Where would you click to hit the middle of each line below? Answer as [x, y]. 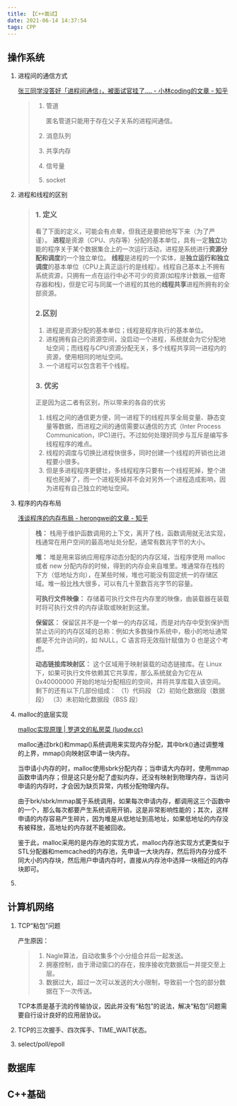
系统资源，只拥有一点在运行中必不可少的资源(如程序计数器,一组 [127, 276]
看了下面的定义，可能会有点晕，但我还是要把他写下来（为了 [122, 231]
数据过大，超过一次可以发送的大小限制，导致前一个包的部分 [133, 982]
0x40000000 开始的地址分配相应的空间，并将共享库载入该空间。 [130, 682]
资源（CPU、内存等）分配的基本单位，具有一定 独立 [146, 240]
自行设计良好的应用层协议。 [64, 1015]
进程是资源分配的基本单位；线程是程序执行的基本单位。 [126, 330]
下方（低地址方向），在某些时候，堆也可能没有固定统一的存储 [123, 575]
